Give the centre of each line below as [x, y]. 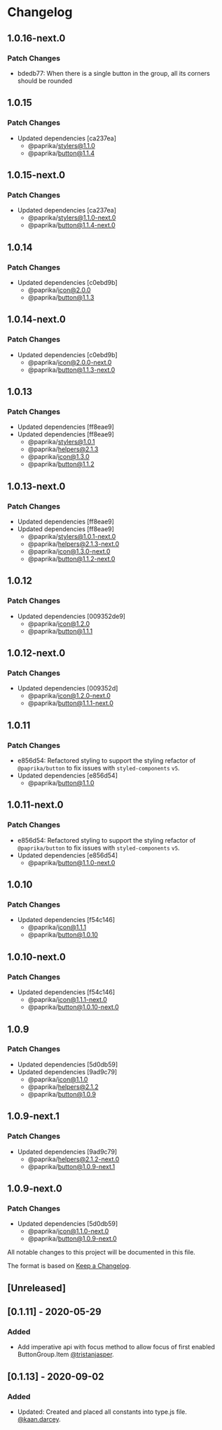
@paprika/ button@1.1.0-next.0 [71, 862]
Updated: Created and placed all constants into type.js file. [102, 1412]
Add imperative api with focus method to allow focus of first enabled [116, 1347]
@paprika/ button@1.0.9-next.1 [71, 1166]
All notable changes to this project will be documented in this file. [102, 1252]
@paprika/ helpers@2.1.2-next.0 [74, 1159]
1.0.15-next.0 [36, 175]
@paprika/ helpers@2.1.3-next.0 [74, 544]
